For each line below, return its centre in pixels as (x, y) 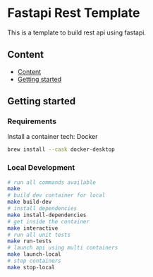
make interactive (33, 228)
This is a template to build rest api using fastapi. (77, 32)
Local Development (41, 168)
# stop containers (34, 261)
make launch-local (34, 254)
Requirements (32, 121)
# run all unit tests (39, 235)
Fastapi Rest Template (74, 13)
